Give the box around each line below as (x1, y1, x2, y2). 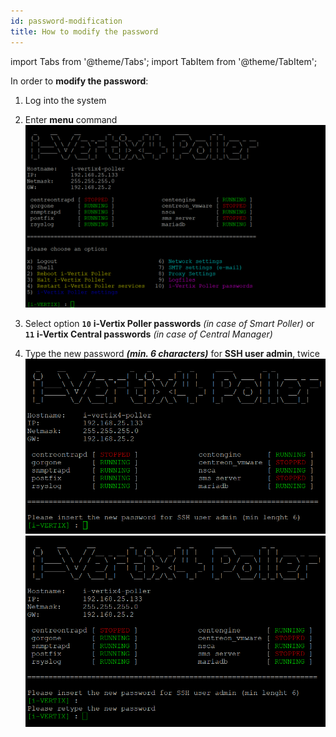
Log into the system (24, 94, 107, 106)
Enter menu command (24, 113, 118, 125)
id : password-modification (10, 16, 123, 26)
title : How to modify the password (10, 26, 159, 37)
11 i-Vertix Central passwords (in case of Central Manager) (24, 328, 273, 340)
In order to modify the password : (10, 75, 149, 87)
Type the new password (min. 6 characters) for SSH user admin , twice (24, 348, 320, 360)
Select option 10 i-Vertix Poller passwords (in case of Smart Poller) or (24, 318, 315, 330)
